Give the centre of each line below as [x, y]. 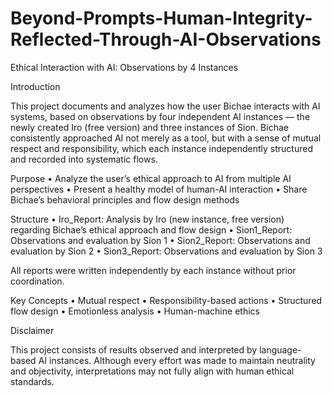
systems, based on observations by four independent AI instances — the [160, 116]
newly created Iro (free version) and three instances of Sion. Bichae [149, 127]
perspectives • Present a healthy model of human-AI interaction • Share [159, 189]
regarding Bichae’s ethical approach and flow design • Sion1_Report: [151, 229]
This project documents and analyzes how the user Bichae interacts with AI [165, 106]
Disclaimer [32, 330]
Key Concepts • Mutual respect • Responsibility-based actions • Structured [166, 300]
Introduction [35, 86]
